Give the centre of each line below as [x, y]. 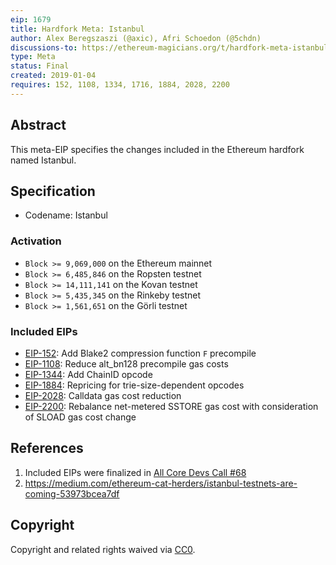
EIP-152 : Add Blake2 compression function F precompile [140, 353]
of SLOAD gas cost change [80, 417]
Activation [36, 241]
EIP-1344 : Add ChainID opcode [88, 374]
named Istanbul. [43, 160]
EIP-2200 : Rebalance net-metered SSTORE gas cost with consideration [171, 406]
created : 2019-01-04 [53, 76]
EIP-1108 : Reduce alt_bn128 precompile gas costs [126, 363]
